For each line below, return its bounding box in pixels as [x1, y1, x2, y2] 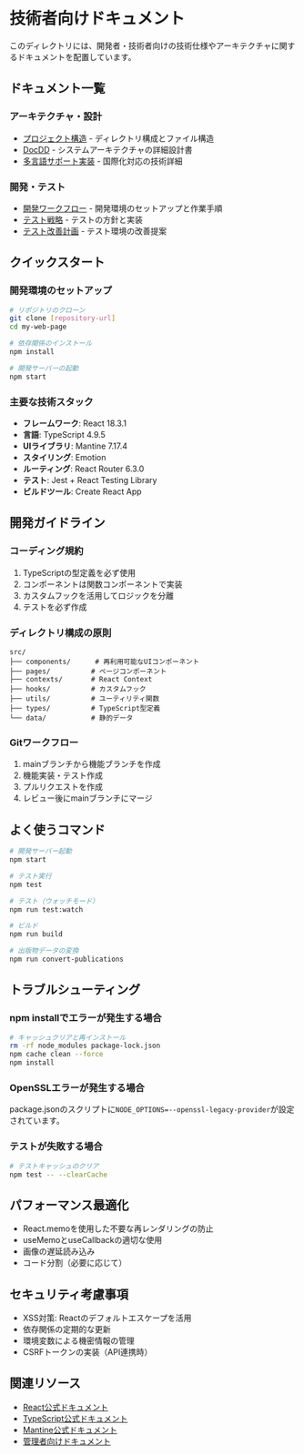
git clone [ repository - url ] [9, 314, 117, 323]
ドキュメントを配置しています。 [16, 51, 137, 62]
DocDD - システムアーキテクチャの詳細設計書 [22, 144, 193, 155]
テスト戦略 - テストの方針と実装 [22, 214, 144, 225]
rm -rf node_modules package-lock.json [9, 1041, 161, 1051]
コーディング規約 [9, 545, 84, 558]
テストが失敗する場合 [9, 1140, 103, 1153]
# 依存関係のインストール [9, 338, 93, 349]
